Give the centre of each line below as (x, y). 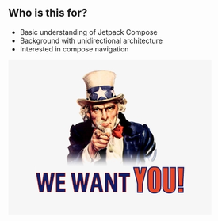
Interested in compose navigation (74, 49)
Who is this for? (48, 13)
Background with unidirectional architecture (91, 40)
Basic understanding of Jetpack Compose (88, 32)
